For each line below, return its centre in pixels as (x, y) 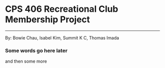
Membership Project (48, 19)
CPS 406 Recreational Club (62, 9)
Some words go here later (36, 50)
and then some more (26, 61)
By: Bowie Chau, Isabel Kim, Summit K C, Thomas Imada (62, 37)
